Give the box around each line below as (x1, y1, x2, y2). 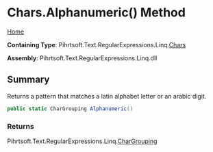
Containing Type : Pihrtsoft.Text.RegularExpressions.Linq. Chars (7, 40, 186, 49)
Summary (7, 74, 50, 86)
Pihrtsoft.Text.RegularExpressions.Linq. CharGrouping (7, 137, 158, 145)
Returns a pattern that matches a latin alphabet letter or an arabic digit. (7, 92, 207, 100)
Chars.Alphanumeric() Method (7, 5, 186, 21)
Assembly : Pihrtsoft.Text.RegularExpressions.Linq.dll (7, 53, 158, 62)
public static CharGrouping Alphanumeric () (7, 105, 134, 112)
